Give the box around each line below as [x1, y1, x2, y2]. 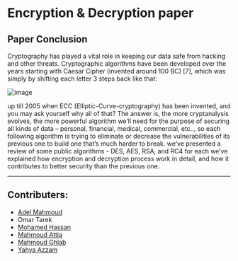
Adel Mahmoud [17, 207, 62, 216]
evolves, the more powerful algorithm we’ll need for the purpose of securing [7, 117, 230, 125]
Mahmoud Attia [17, 230, 62, 238]
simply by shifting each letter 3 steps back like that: [7, 74, 158, 83]
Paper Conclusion [7, 33, 88, 45]
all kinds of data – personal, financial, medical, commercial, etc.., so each [7, 124, 221, 132]
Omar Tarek [17, 215, 52, 224]
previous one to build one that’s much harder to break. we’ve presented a [7, 139, 221, 148]
